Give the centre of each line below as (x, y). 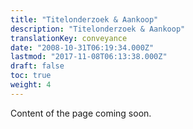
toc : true (31, 76)
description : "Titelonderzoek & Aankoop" (98, 29)
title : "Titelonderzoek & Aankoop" (84, 19)
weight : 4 (31, 85)
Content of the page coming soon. (81, 113)
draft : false (37, 66)
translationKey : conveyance (69, 38)
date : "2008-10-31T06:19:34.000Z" (82, 47)
